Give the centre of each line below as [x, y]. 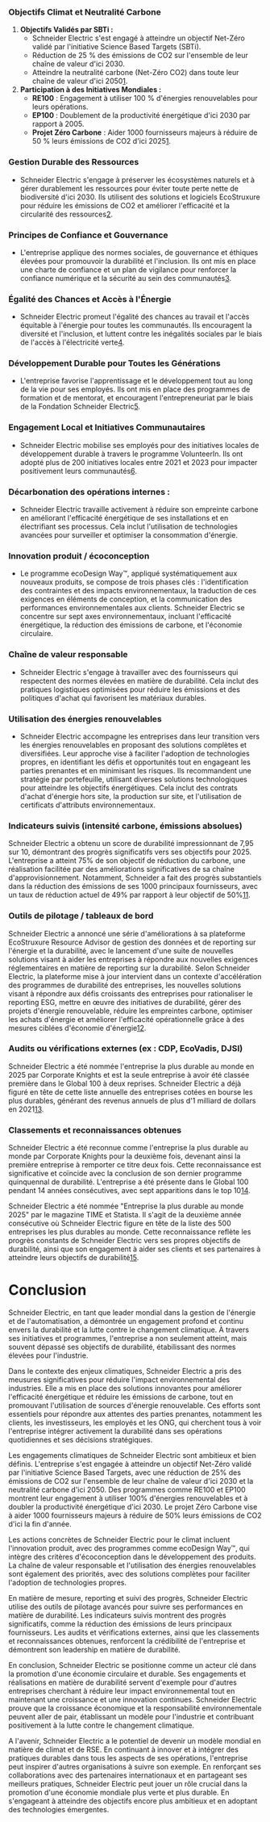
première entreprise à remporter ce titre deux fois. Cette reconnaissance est [135, 1165]
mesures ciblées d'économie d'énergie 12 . [77, 1028]
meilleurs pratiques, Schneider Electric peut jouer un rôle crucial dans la [128, 1784]
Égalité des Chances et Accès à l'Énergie [90, 299]
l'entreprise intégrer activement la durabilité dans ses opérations [116, 1431]
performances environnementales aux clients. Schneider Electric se [132, 608]
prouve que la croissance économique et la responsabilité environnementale [135, 1708]
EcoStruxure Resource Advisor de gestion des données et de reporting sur [132, 942]
